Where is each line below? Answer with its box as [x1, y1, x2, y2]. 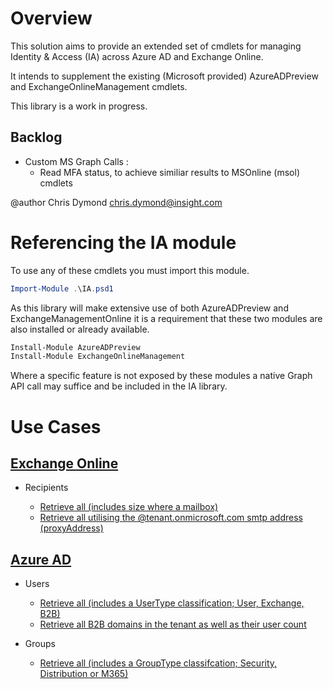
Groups [24, 638, 56, 650]
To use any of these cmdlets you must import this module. [10, 264, 250, 276]
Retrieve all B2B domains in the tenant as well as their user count [39, 618, 307, 631]
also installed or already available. [10, 323, 150, 335]
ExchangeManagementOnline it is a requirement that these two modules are [10, 312, 323, 324]
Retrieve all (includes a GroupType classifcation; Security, [39, 657, 278, 669]
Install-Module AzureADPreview [10, 342, 141, 352]
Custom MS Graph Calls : [24, 155, 129, 167]
